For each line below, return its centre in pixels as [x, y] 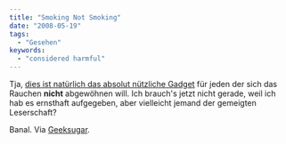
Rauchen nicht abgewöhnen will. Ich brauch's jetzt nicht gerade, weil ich [143, 93]
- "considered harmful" [61, 59]
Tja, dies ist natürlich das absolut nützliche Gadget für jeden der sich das [143, 84]
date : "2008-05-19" [45, 26]
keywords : [28, 51]
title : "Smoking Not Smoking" [65, 17]
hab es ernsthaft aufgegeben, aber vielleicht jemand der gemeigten [133, 103]
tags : [19, 34]
